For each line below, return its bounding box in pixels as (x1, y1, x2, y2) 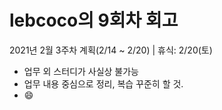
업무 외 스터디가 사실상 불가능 (23, 65, 139, 77)
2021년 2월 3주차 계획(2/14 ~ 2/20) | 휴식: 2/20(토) (9, 44, 213, 56)
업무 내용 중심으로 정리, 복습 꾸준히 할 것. (23, 77, 184, 90)
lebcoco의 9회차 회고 (9, 9, 179, 32)
